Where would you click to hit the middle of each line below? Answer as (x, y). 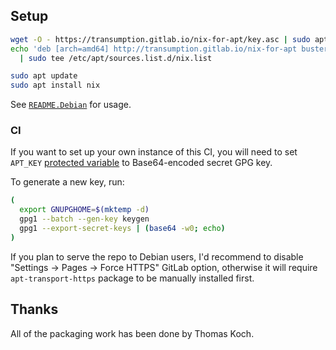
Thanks (34, 309)
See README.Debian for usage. (71, 105)
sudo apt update (44, 76)
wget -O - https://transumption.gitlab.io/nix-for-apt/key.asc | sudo (160, 39)
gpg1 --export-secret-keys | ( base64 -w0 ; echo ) (122, 229)
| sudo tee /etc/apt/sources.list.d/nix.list (116, 58)
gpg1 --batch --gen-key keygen (84, 219)
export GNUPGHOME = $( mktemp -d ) (84, 210)
